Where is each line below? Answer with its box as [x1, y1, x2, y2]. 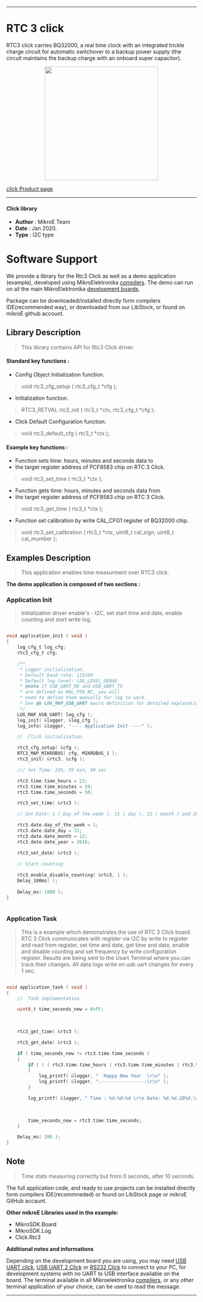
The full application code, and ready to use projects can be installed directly [6, 1184, 196, 1192]
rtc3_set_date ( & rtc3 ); [17, 850, 80, 856]
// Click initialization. [17, 734, 85, 740]
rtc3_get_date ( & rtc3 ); [17, 1039, 80, 1045]
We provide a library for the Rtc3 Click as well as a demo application [6, 272, 176, 280]
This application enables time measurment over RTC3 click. [21, 569, 170, 576]
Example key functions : [6, 443, 68, 451]
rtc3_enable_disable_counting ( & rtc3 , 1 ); [17, 872, 129, 878]
